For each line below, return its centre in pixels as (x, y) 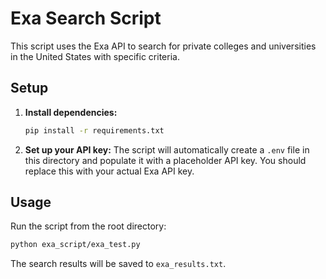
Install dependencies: (71, 112)
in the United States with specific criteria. (95, 56)
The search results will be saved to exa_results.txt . (118, 264)
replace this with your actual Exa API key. (109, 171)
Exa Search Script (86, 18)
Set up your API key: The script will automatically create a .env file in (167, 149)
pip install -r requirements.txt (94, 130)
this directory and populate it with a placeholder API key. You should (165, 160)
